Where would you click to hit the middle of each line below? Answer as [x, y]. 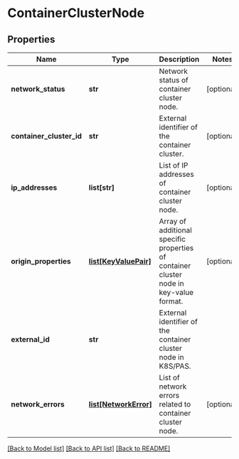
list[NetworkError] [121, 404]
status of [174, 80]
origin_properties [41, 261]
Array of [172, 221]
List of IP [174, 165]
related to [175, 404]
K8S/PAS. [175, 366]
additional [175, 230]
